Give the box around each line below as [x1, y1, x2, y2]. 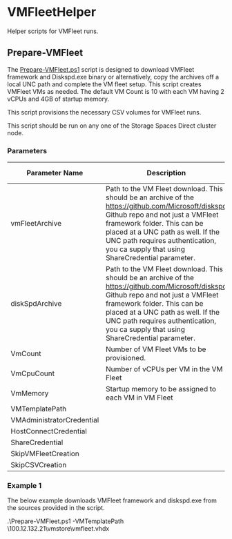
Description [146, 168, 186, 178]
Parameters [7, 146, 47, 155]
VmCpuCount [10, 369, 55, 378]
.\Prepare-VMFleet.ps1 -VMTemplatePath [7, 517, 124, 525]
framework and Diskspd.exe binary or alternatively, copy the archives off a [7, 72, 220, 81]
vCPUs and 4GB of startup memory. [7, 95, 110, 103]
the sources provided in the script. [7, 504, 105, 512]
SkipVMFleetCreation [10, 449, 79, 459]
